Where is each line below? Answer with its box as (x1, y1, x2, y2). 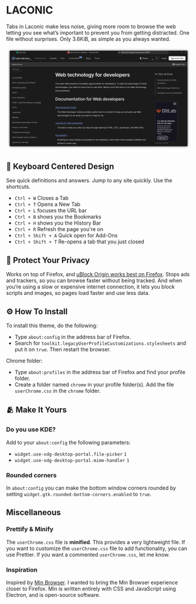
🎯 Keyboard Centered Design (6, 161, 114, 171)
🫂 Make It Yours (6, 405, 67, 415)
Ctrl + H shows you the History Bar (14, 219, 102, 226)
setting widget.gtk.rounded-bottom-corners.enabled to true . (6, 490, 151, 497)
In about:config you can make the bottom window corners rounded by (6, 484, 176, 491)
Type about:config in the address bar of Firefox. (14, 333, 131, 340)
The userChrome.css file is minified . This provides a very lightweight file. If (6, 538, 185, 545)
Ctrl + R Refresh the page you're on (14, 226, 104, 233)
